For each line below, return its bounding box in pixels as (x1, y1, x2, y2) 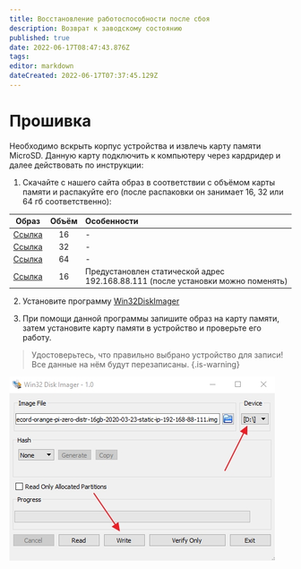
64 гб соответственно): (21, 195, 112, 206)
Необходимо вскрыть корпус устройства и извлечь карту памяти (9, 140, 262, 151)
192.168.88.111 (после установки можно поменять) (84, 276, 288, 287)
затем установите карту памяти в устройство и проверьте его (21, 323, 262, 333)
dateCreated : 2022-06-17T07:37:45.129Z (9, 72, 159, 81)
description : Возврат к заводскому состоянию (9, 23, 182, 33)
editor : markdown (9, 62, 74, 71)
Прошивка (9, 111, 91, 132)
